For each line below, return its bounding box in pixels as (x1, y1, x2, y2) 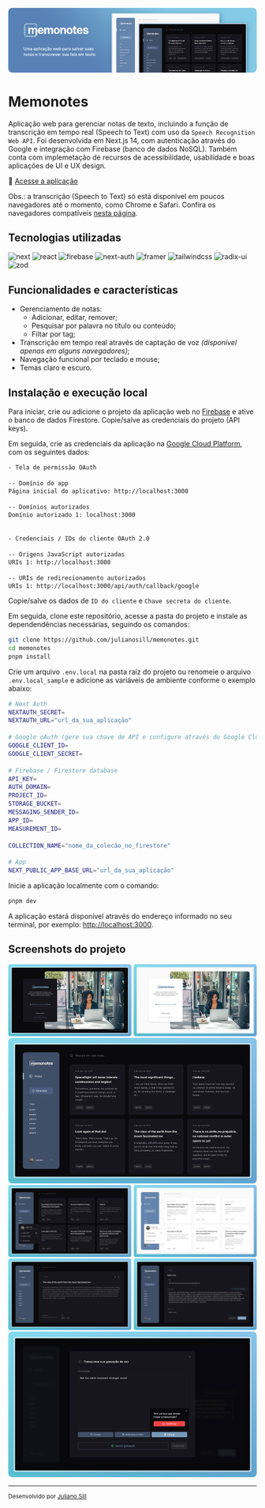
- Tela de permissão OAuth (8, 464, 97, 472)
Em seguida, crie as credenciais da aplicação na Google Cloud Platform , (8, 439, 243, 448)
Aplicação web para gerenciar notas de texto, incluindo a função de (8, 118, 229, 128)
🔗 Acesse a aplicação (8, 176, 79, 186)
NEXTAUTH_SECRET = (8, 708, 65, 716)
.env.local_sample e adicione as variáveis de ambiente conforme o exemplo (8, 675, 256, 685)
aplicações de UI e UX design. (8, 160, 106, 170)
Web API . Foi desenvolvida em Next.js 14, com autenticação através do (8, 135, 236, 145)
